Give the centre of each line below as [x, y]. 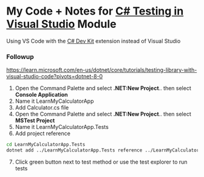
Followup [20, 57]
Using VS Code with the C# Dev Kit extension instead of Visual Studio [93, 41]
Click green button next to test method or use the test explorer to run [101, 162]
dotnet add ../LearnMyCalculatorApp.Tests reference [74, 150]
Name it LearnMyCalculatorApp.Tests [62, 127]
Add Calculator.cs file [42, 108]
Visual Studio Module [61, 24]
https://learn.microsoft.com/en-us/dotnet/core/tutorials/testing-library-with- [102, 70]
